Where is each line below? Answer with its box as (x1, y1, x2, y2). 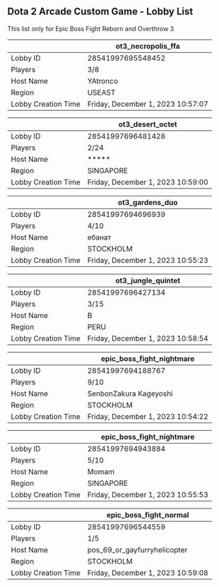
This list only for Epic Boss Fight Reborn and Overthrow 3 (7, 24, 174, 32)
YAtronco (87, 76, 119, 85)
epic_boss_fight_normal (106, 510, 189, 520)
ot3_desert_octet (118, 119, 178, 129)
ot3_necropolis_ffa (115, 41, 180, 51)
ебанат (87, 232, 112, 242)
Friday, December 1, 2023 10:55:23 (87, 255, 208, 265)
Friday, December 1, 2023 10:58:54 (87, 333, 208, 343)
